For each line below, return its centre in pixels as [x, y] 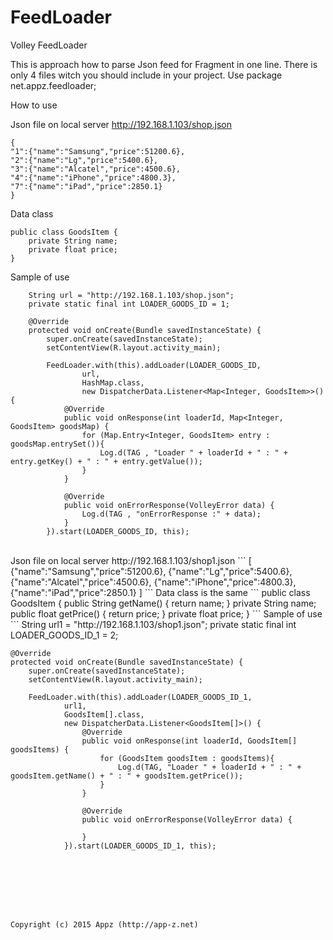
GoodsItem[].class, [104, 714]
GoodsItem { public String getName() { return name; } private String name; [163, 603]
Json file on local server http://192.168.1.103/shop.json [121, 124]
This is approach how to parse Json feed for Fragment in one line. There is [164, 64]
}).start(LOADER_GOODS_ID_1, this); [140, 846]
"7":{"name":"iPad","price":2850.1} [86, 186]
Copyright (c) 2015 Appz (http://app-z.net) [104, 924]
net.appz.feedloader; [53, 85]
